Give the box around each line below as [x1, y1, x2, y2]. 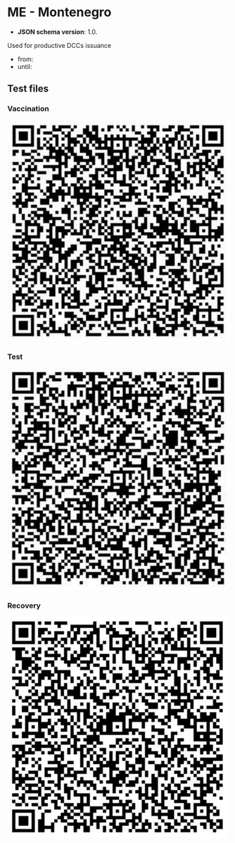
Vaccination [7, 104, 49, 113]
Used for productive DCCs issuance [7, 41, 111, 49]
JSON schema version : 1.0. [17, 27, 98, 36]
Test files [7, 82, 49, 95]
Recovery [7, 601, 41, 610]
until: [17, 62, 32, 70]
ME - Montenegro [7, 4, 112, 20]
